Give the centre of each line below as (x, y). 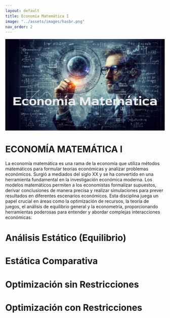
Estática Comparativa (52, 261)
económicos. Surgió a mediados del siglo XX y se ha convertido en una (79, 174)
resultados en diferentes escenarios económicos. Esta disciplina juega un (82, 196)
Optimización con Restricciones (74, 308)
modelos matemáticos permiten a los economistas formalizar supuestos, (81, 185)
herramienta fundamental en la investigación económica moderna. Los (79, 180)
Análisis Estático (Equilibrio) (66, 238)
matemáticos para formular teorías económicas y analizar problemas (77, 169)
